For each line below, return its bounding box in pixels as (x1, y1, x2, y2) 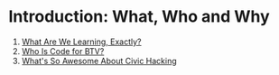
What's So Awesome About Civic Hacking (21, 55, 177, 66)
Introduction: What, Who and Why (8, 6, 270, 27)
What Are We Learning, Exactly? (21, 36, 142, 47)
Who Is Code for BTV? (21, 45, 105, 56)
